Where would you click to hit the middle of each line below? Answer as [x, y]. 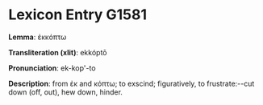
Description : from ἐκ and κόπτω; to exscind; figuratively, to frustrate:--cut [131, 83]
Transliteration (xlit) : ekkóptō [58, 52]
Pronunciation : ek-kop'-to [52, 68]
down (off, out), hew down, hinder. [66, 92]
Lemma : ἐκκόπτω [38, 37]
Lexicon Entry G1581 [78, 15]
